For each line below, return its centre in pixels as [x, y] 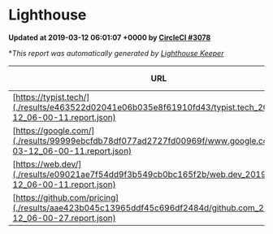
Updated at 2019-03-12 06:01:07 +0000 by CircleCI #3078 [110, 37]
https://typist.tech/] [53, 97]
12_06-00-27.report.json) [64, 218]
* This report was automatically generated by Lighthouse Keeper [116, 53]
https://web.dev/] [49, 164]
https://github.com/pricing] [67, 197]
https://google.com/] [55, 130]
